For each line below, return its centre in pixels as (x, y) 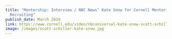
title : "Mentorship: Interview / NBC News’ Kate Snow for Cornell (78, 10)
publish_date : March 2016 (33, 19)
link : (11, 24)
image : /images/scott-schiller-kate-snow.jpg (55, 29)
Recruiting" (23, 15)
